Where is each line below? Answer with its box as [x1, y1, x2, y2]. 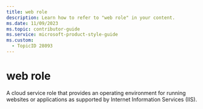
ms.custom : [6, 37, 34, 43]
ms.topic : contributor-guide [6, 26, 80, 32]
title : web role [6, 9, 47, 15]
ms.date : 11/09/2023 [6, 20, 59, 26]
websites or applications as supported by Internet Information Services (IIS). [6, 96, 198, 103]
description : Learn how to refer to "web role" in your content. [6, 15, 175, 21]
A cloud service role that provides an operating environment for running [6, 89, 186, 96]
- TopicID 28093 [12, 43, 53, 49]
